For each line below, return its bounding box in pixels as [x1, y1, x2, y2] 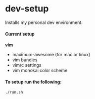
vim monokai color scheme [12, 68, 68, 74]
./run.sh [5, 90, 23, 95]
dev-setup [5, 3, 49, 14]
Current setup [5, 31, 35, 37]
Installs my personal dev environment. [5, 19, 83, 25]
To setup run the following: [5, 79, 62, 85]
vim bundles [12, 57, 38, 63]
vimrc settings [12, 62, 42, 68]
